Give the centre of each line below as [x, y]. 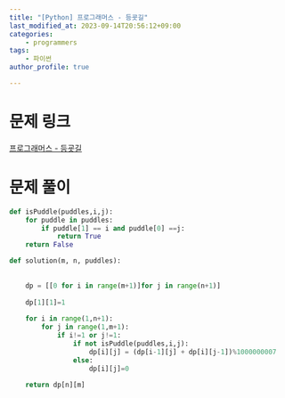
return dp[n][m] [56, 385]
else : [83, 360]
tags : [19, 51]
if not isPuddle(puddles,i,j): [131, 344]
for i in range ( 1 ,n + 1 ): [69, 319]
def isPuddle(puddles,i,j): [61, 211]
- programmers [51, 42]
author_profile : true [49, 68]
